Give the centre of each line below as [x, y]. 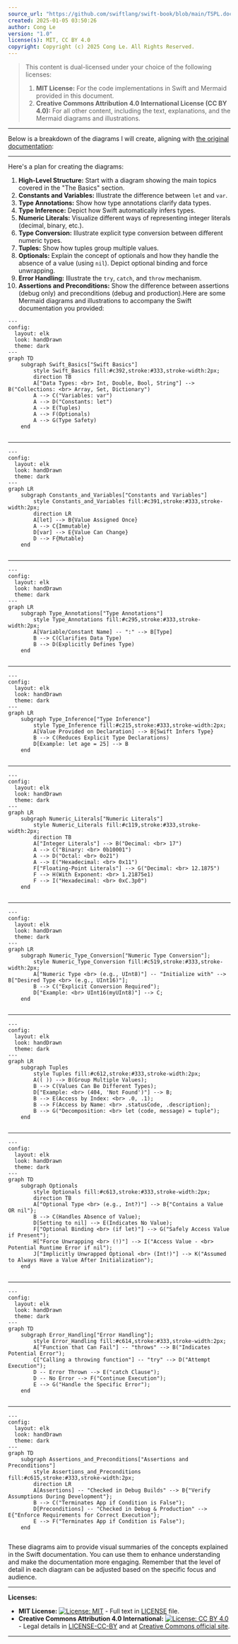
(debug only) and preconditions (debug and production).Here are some [122, 293]
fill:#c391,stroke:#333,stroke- [175, 501]
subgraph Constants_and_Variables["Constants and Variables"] [114, 495]
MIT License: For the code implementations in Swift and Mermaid [131, 88]
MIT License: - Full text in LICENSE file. [99, 1611]
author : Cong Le [32, 27]
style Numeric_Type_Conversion [79, 962]
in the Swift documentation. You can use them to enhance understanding [114, 1554]
